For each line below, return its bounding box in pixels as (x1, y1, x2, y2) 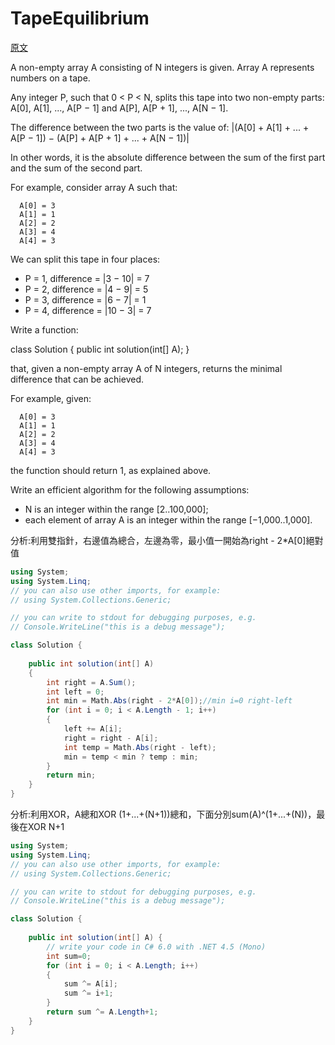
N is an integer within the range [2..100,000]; (24, 503, 209, 515)
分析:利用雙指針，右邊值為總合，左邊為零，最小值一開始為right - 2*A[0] (10, 534, 307, 546)
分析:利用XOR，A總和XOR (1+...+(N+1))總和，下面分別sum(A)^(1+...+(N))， (10, 808, 317, 821)
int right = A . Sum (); (46, 677, 137, 687)
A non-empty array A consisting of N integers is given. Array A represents (10, 61, 315, 73)
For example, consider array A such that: (10, 181, 178, 193)
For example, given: (10, 392, 92, 404)
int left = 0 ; (46, 687, 105, 697)
